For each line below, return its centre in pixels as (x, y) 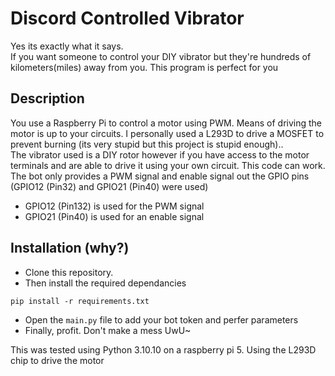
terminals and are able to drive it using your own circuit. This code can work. (168, 165)
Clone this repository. (69, 272)
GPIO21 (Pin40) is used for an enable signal (114, 216)
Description (47, 98)
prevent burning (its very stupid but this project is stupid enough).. (147, 144)
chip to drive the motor (57, 360)
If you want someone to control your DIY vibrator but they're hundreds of (161, 56)
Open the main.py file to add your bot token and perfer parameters (161, 319)
